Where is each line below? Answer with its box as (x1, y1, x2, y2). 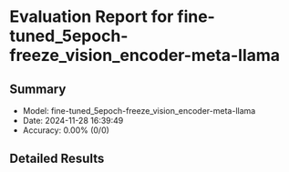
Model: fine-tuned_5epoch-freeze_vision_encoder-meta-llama (22, 106, 256, 116)
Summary (9, 81, 67, 96)
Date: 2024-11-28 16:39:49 (22, 116, 124, 126)
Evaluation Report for (9, 6, 174, 27)
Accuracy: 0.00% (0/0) (22, 125, 109, 136)
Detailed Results (9, 151, 105, 167)
